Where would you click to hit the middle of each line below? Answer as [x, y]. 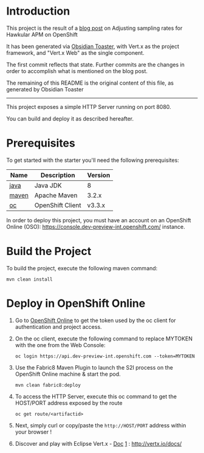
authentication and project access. [58, 326]
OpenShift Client [58, 205]
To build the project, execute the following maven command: [82, 268]
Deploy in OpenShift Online [76, 303]
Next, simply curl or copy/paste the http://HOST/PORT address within [100, 425]
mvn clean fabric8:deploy [48, 385]
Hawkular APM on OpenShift [42, 34]
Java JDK [48, 185]
